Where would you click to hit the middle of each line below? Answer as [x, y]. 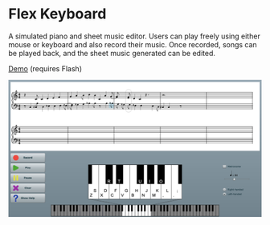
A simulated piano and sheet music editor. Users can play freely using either [135, 36]
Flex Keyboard [57, 14]
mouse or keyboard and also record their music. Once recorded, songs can [133, 44]
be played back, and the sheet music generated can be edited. [112, 53]
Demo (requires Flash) [45, 68]
